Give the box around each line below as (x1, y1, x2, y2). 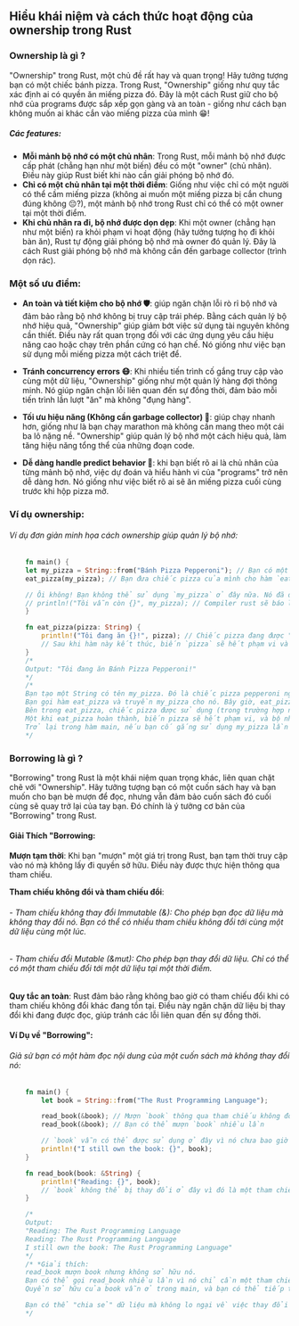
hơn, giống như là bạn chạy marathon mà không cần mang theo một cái (21, 421, 285, 432)
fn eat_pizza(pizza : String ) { (25, 623, 141, 632)
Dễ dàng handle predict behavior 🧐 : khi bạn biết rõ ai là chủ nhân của (21, 457, 279, 468)
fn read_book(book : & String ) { (25, 1169, 141, 1178)
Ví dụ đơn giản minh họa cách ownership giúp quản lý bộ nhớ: (9, 530, 238, 540)
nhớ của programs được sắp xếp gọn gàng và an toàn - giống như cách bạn (9, 98, 287, 109)
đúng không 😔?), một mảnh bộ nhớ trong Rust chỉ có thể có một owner (21, 198, 284, 209)
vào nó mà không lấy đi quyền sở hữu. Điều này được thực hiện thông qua (9, 860, 280, 870)
